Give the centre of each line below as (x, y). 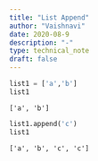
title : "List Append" (49, 17)
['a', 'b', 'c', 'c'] (49, 148)
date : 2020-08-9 (39, 34)
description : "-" (41, 42)
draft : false (33, 59)
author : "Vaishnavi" (48, 26)
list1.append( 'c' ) (43, 123)
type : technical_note (49, 51)
